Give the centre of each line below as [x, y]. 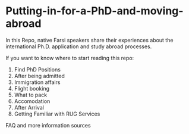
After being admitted [39, 76]
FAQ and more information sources [48, 125]
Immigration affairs [37, 82]
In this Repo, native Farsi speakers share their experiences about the [89, 40]
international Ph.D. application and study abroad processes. [79, 46]
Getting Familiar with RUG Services [57, 114]
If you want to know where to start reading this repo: [70, 58]
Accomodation [32, 101]
